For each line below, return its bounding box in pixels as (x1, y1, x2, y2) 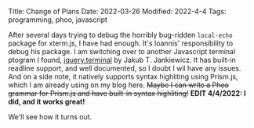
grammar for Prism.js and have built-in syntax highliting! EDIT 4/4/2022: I (8, 89, 246, 97)
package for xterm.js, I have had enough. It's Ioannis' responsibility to (8, 38, 234, 48)
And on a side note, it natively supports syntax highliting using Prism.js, (8, 72, 238, 81)
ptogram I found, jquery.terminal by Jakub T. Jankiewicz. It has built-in (8, 55, 237, 64)
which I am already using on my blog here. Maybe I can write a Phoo (8, 80, 230, 90)
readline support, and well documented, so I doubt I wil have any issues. (8, 64, 241, 73)
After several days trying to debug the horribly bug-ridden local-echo (8, 31, 233, 39)
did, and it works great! (8, 97, 85, 106)
